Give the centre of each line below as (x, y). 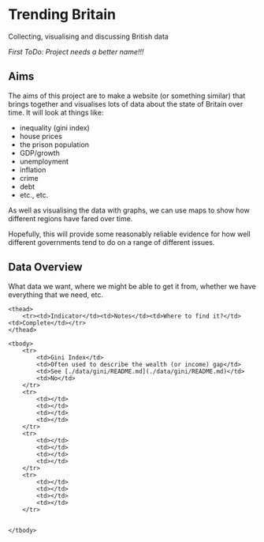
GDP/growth (40, 152)
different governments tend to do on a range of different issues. (112, 242)
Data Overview (45, 267)
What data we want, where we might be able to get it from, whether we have (132, 286)
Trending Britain (62, 15)
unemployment (44, 161)
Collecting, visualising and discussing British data (89, 36)
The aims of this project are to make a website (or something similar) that (127, 96)
